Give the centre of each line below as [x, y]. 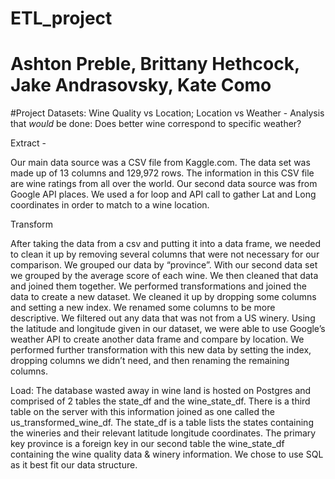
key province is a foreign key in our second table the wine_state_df [147, 444]
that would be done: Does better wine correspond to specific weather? [156, 124]
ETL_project [61, 18]
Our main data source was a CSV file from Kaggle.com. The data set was [160, 163]
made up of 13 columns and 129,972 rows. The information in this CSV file [162, 173]
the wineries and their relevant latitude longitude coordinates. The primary [163, 433]
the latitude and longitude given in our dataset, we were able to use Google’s [168, 329]
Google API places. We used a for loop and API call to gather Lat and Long [163, 194]
